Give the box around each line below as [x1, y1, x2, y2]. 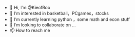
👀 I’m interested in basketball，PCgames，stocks [9, 10, 109, 16]
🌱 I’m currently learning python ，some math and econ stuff [9, 17, 130, 22]
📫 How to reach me [9, 27, 50, 33]
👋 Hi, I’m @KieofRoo [9, 5, 50, 10]
